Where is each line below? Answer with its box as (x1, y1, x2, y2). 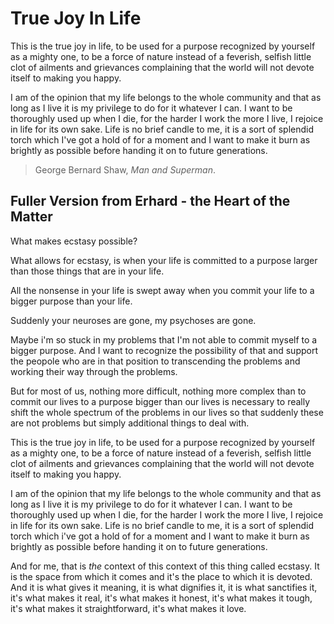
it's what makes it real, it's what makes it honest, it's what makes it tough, (10, 592, 313, 604)
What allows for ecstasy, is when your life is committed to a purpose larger (10, 254, 318, 266)
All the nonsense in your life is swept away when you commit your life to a (10, 284, 315, 296)
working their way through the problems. (10, 365, 178, 377)
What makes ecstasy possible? (10, 235, 138, 247)
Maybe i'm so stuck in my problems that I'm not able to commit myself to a (10, 333, 318, 346)
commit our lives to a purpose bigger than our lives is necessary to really (10, 395, 311, 407)
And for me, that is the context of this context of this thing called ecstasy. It (10, 560, 320, 572)
